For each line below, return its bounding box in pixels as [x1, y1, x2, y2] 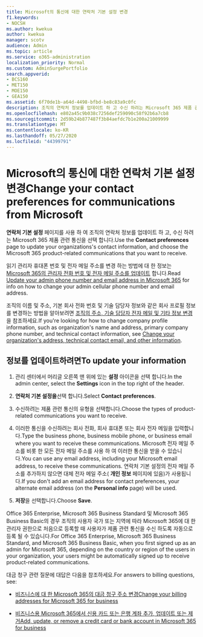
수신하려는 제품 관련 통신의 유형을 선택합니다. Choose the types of [14, 405, 173, 412]
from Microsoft [6, 207, 83, 221]
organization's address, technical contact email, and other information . [6, 336, 182, 344]
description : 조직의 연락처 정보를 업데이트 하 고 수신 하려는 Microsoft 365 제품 [6, 104, 192, 111]
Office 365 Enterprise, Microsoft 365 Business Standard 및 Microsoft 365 [6, 510, 188, 517]
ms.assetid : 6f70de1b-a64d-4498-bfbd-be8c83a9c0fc [6, 99, 137, 105]
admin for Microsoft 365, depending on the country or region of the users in [6, 545, 195, 553]
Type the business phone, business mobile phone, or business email [21, 432, 192, 439]
